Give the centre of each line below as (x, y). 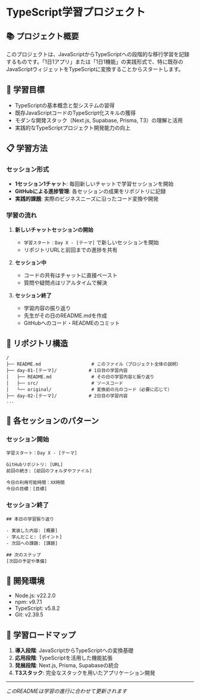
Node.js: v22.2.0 (35, 595)
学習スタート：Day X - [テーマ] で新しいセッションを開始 (91, 242)
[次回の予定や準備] (27, 561)
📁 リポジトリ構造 (37, 344)
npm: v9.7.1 (28, 602)
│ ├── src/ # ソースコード (65, 383)
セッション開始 (28, 439)
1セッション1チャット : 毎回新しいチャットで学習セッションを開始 (94, 183)
